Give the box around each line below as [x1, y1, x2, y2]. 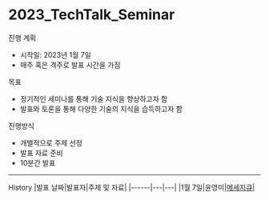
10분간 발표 [19, 158, 56, 167]
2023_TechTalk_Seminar [8, 6, 175, 24]
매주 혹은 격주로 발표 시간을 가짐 [19, 60, 121, 70]
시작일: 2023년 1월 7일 [19, 50, 92, 59]
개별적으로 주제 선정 [19, 138, 82, 147]
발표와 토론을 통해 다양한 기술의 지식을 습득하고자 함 [19, 104, 183, 114]
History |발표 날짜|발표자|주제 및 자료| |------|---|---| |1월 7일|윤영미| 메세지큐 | [8, 182, 255, 192]
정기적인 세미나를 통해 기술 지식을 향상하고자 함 [19, 94, 168, 103]
